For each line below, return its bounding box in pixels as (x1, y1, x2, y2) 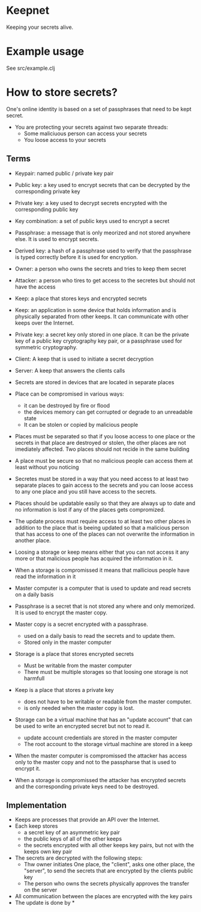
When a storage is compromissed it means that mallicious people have (14, 566, 190, 574)
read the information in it (14, 572, 76, 580)
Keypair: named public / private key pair (14, 170, 114, 177)
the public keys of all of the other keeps (23, 835, 122, 842)
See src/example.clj (6, 64, 55, 72)
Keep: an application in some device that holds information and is (14, 306, 177, 313)
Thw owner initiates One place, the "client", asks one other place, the (23, 861, 195, 868)
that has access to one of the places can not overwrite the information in (14, 530, 195, 537)
